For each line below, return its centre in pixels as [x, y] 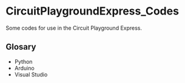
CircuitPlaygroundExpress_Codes [92, 11]
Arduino [24, 68]
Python [23, 61]
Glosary [21, 47]
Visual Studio [31, 75]
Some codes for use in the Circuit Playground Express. [74, 28]
